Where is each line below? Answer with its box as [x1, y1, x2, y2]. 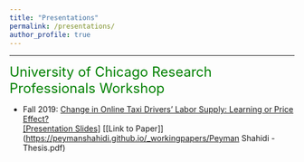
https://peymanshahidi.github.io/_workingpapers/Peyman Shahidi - [25, 133, 276, 144]
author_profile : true [9, 30, 91, 39]
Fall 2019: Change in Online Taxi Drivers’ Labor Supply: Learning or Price [22, 104, 294, 115]
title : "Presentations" [9, 13, 100, 23]
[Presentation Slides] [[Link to [22, 123, 134, 134]
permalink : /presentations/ [9, 22, 116, 31]
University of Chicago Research [9, 63, 213, 81]
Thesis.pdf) [22, 142, 66, 154]
